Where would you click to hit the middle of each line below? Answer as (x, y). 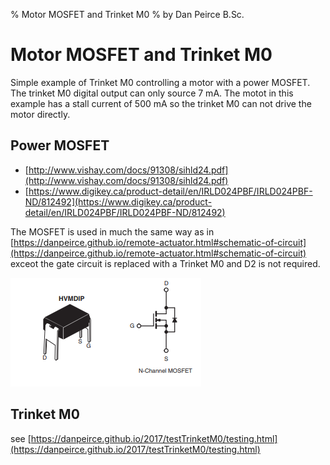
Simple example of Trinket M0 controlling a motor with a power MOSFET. (160, 82)
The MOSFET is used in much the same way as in (112, 231)
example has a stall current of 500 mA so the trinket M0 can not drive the (161, 103)
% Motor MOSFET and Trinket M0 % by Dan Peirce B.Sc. (127, 14)
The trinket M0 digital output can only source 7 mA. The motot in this (152, 93)
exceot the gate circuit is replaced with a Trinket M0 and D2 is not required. (165, 263)
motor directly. (40, 114)
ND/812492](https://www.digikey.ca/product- (118, 201)
